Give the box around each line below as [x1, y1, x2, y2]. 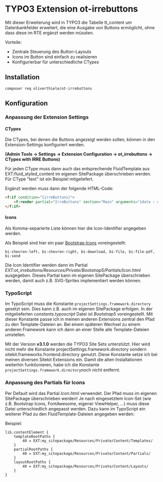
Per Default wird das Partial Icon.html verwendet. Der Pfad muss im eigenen [5, 390, 157, 396]
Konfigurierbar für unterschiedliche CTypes [12, 59, 99, 65]
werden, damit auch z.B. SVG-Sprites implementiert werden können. [5, 278, 142, 284]
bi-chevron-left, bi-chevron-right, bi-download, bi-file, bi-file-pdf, [5, 250, 155, 254]
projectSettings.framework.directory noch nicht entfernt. [5, 367, 120, 373]
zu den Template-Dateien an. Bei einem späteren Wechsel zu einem [5, 321, 141, 327]
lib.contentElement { [5, 429, 49, 435]
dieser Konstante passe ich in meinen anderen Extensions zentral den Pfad [5, 316, 155, 322]
